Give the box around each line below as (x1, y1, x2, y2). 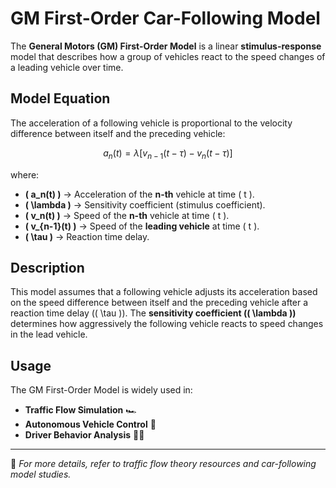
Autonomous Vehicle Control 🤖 (24, 418, 157, 431)
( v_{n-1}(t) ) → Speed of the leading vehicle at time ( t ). (24, 220, 260, 232)
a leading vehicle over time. (10, 61, 124, 73)
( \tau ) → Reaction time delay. (24, 230, 150, 242)
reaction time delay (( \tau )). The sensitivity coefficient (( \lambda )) (10, 307, 297, 319)
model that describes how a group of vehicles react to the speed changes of (10, 50, 326, 62)
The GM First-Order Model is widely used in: (10, 384, 193, 396)
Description (10, 259, 85, 276)
